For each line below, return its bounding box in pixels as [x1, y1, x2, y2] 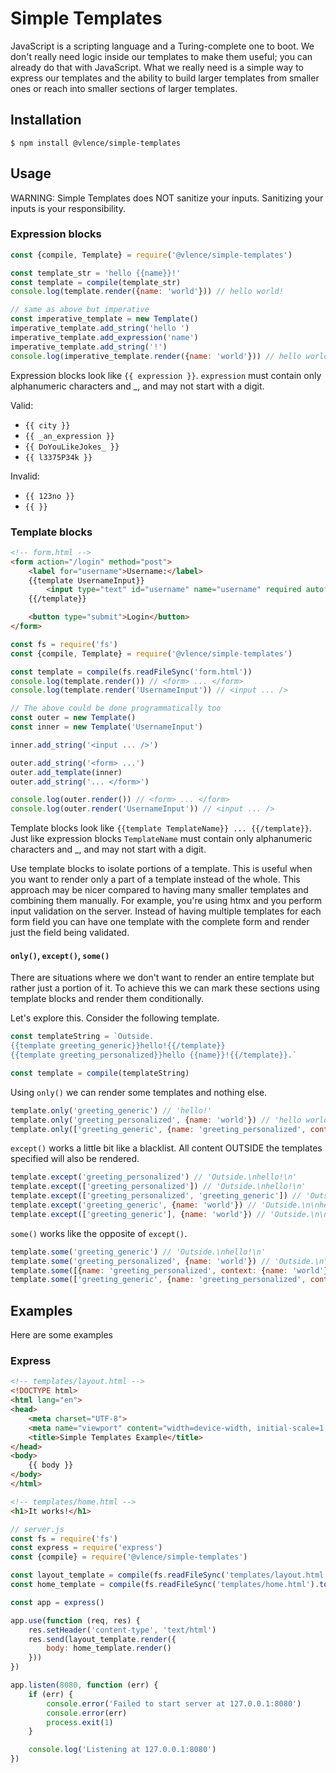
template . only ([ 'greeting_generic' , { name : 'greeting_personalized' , [10, 1124, 307, 1134]
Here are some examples [10, 1329, 113, 1341]
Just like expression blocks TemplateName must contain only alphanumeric [10, 833, 313, 845]
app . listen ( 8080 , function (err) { [10, 1680, 159, 1691]
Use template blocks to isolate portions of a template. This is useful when [10, 863, 313, 875]
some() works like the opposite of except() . [10, 1227, 188, 1239]
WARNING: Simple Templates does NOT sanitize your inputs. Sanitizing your [10, 192, 324, 204]
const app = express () [10, 1597, 105, 1607]
